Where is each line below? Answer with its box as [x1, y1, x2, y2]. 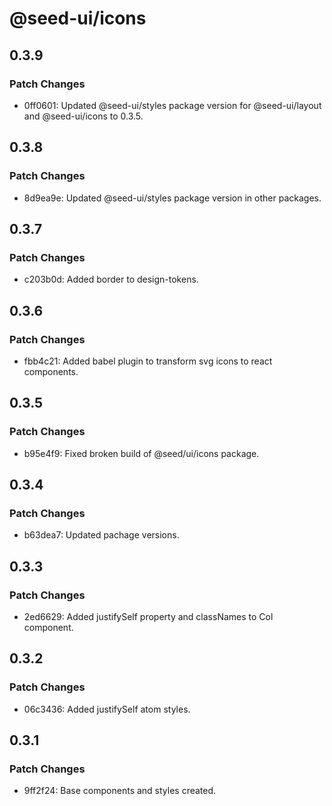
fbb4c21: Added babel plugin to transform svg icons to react [23, 355, 273, 367]
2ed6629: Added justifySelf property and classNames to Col [23, 611, 274, 622]
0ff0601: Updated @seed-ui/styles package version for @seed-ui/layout [23, 99, 322, 111]
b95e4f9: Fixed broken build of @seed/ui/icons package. [23, 447, 260, 459]
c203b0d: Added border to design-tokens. [23, 273, 199, 286]
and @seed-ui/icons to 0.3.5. [23, 110, 144, 122]
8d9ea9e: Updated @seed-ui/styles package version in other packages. [23, 192, 322, 204]
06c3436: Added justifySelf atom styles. [23, 703, 191, 715]
